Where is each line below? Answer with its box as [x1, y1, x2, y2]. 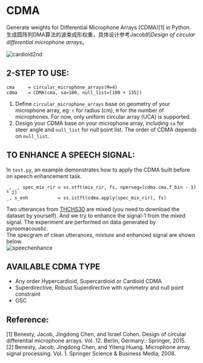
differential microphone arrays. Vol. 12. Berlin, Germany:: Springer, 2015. [6, 337, 187, 344]
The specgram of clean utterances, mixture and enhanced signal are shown [6, 231, 196, 238]
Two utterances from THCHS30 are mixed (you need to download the [6, 205, 180, 213]
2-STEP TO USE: [6, 68, 70, 79]
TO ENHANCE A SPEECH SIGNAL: [6, 150, 135, 161]
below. [6, 238, 23, 245]
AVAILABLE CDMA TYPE [6, 261, 101, 271]
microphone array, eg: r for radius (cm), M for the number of [15, 107, 164, 114]
